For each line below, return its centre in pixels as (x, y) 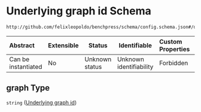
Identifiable (135, 45)
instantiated (26, 66)
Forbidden (174, 63)
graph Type (28, 88)
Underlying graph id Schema (79, 11)
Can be (19, 59)
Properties (175, 49)
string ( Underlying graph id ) (42, 102)
